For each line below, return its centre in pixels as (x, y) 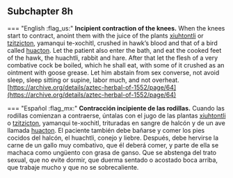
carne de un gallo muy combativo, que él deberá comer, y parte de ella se (113, 145)
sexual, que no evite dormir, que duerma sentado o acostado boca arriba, (112, 160)
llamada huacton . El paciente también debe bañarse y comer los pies (106, 130)
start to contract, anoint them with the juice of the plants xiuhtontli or (105, 35)
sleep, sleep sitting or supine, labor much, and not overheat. (93, 80)
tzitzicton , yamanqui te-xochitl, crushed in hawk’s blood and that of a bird (112, 43)
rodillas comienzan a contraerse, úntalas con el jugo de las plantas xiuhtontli (116, 115)
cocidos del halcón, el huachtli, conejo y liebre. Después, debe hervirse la (113, 138)
